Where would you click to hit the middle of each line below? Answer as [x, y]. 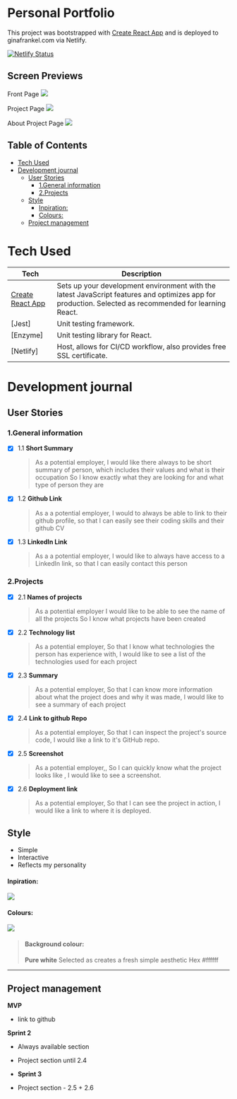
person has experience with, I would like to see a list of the [120, 654]
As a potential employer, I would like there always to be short [123, 463]
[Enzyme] [27, 335]
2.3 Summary [38, 675]
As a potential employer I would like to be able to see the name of [130, 611]
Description [141, 274]
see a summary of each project [80, 704]
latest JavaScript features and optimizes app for [136, 294]
